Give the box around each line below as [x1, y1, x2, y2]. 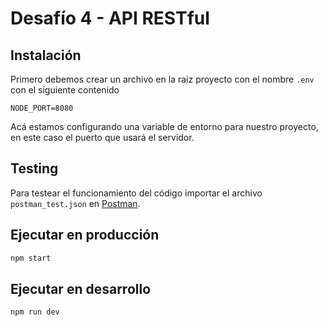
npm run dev [10, 307, 60, 317]
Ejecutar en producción [10, 227, 160, 244]
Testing [10, 160, 59, 177]
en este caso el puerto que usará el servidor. [10, 132, 195, 143]
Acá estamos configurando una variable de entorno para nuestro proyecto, [10, 121, 319, 132]
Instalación [10, 47, 82, 64]
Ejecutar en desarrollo [10, 280, 152, 297]
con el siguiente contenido [10, 84, 120, 96]
